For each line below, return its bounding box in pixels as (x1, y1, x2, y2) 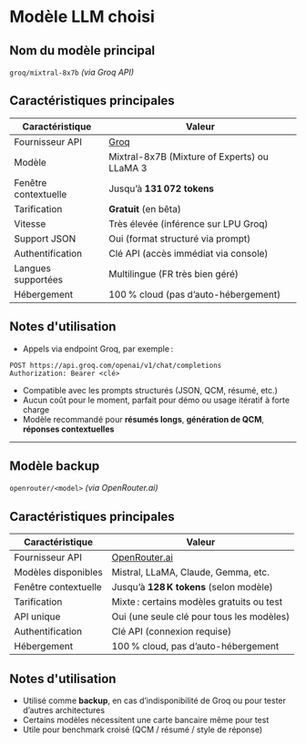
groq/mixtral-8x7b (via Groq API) (9, 66, 135, 77)
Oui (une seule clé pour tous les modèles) (111, 610, 291, 623)
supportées (14, 273, 64, 286)
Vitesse (14, 217, 46, 229)
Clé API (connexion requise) (111, 626, 232, 638)
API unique (14, 610, 61, 623)
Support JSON (14, 232, 76, 245)
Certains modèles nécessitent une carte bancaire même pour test (22, 715, 270, 726)
